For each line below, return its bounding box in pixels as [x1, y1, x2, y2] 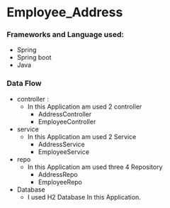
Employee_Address [6, 4, 123, 21]
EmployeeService [38, 147, 90, 156]
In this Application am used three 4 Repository [27, 163, 163, 171]
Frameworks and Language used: [6, 30, 125, 40]
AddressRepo [38, 170, 79, 178]
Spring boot [16, 53, 52, 62]
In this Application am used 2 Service [27, 132, 137, 141]
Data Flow [6, 79, 42, 89]
